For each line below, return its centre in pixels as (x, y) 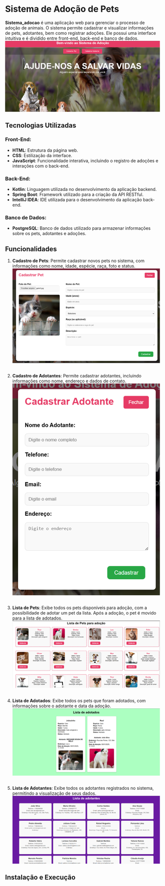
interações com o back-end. (41, 166)
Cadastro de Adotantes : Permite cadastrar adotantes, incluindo (77, 376)
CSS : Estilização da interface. (42, 155)
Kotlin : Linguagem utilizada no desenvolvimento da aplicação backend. (84, 189)
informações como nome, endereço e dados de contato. (69, 381)
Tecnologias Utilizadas (41, 125)
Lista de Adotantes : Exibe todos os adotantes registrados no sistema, (83, 788)
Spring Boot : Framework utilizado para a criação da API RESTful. (78, 194)
